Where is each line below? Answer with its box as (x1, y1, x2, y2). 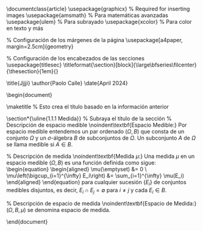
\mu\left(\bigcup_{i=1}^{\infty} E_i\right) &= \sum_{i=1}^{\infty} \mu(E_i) (6, 172, 185, 179)
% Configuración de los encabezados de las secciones (6, 55, 145, 62)
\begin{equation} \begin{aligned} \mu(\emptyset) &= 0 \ (6, 166, 148, 172)
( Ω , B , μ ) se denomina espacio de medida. (6, 206, 111, 213)
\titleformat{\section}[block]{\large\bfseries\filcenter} (63, 61, 197, 68)
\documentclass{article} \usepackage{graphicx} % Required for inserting (6, 5, 190, 12)
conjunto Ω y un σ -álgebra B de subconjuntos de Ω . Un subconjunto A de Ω (6, 134, 196, 141)
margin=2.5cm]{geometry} (6, 43, 74, 50)
